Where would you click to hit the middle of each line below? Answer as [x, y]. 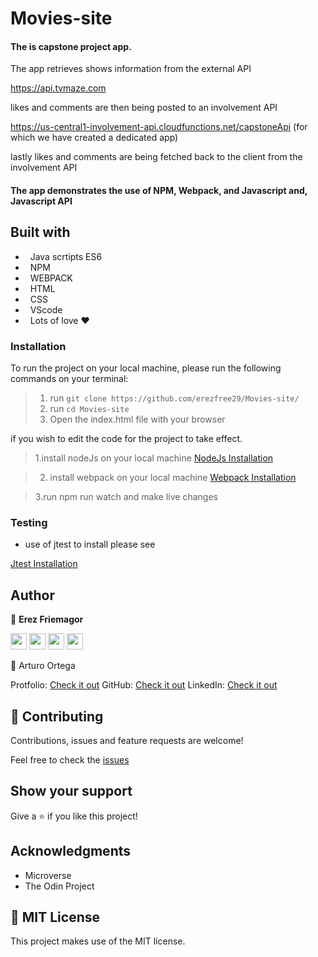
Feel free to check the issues [70, 760]
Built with [40, 232]
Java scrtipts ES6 [66, 256]
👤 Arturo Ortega [43, 666]
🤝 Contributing [57, 716]
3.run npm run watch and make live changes [126, 497]
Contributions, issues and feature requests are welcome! [127, 741]
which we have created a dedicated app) [94, 138]
